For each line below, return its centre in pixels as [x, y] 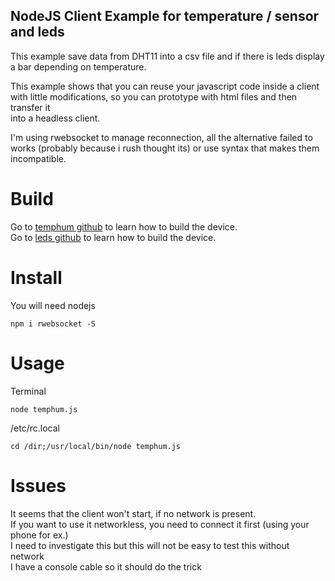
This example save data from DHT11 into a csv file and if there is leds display [167, 56]
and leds [37, 32]
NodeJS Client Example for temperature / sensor [165, 16]
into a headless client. [55, 118]
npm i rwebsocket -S [53, 324]
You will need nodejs [53, 305]
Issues [38, 485]
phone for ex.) [39, 535]
